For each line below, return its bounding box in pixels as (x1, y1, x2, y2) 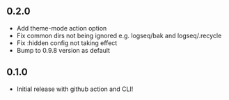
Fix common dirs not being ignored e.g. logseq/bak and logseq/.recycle (16, 31, 222, 40)
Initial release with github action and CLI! (16, 85, 134, 93)
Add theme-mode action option (16, 24, 107, 32)
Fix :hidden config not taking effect (16, 38, 118, 47)
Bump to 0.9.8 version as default (16, 46, 111, 54)
